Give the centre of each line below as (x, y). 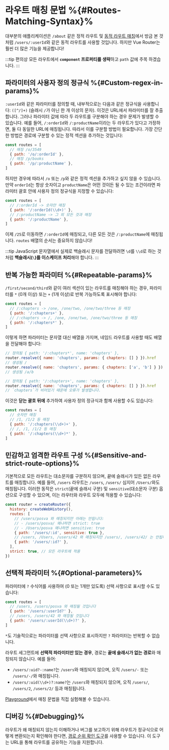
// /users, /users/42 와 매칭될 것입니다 (50, 616)
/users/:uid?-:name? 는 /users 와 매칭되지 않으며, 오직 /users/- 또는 (80, 669)
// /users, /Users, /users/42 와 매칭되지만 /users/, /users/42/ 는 (84, 537)
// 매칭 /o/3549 (26, 149)
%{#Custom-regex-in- (127, 83)
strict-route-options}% (42, 463)
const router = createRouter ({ (38, 505)
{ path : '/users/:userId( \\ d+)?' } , (48, 621)
